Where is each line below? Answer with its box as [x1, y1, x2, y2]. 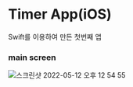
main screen [8, 52, 56, 63]
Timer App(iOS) [8, 5, 112, 23]
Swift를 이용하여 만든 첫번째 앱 [8, 32, 102, 41]
